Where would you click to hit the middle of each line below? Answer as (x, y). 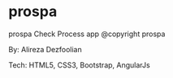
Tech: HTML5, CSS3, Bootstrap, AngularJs (79, 65)
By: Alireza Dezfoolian (45, 49)
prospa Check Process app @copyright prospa (87, 34)
